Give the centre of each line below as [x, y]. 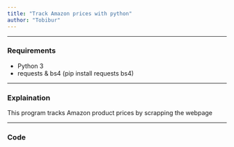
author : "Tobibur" [34, 20]
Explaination [29, 98]
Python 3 [30, 66]
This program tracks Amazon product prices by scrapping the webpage [110, 113]
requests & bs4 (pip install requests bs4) [76, 73]
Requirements [32, 51]
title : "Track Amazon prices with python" [70, 14]
